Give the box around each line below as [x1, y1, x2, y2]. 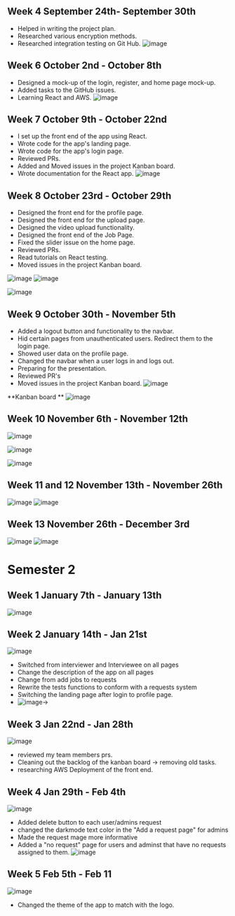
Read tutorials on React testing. [17, 253, 109, 262]
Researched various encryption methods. [17, 32, 137, 40]
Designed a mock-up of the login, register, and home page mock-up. [17, 78, 216, 86]
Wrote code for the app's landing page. [17, 140, 131, 148]
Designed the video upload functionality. [17, 223, 135, 232]
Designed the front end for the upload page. [17, 216, 145, 224]
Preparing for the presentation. [17, 365, 107, 373]
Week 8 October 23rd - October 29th [7, 190, 172, 202]
